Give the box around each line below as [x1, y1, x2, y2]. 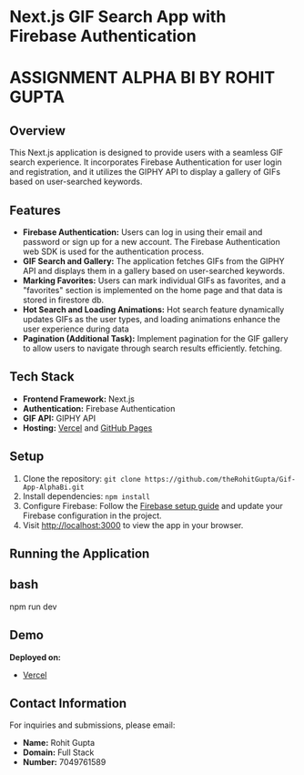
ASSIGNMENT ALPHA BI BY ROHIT [9, 67, 276, 88]
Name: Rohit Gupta [22, 738, 96, 749]
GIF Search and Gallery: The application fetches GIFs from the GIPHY [22, 256, 285, 266]
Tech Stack [9, 369, 75, 384]
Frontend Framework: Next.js [22, 393, 135, 404]
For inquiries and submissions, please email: [9, 719, 176, 730]
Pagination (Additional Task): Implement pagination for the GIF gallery [22, 333, 289, 343]
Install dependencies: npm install [22, 490, 150, 502]
